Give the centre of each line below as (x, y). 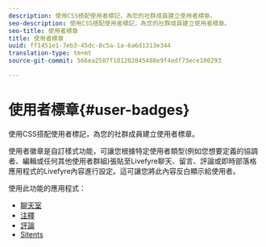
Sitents (31, 234)
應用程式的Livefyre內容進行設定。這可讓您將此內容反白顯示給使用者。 (124, 171)
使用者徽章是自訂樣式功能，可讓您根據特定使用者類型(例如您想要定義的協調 (133, 150)
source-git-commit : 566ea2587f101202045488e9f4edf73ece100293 (115, 61)
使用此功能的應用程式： (47, 188)
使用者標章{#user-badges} (99, 110)
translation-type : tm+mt (50, 53)
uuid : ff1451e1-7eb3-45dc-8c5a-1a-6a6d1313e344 (90, 46)
